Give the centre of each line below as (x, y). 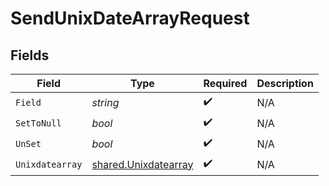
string (105, 102)
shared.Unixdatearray (142, 164)
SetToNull (38, 123)
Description (285, 83)
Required (225, 83)
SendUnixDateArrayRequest (130, 18)
